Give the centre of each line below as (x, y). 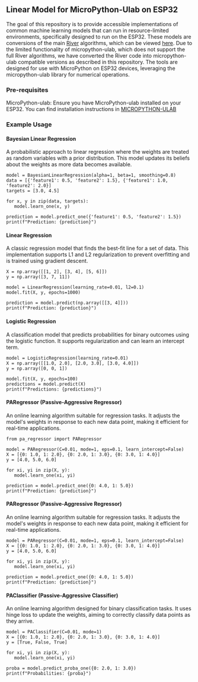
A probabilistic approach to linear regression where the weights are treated (98, 152)
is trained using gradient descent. (47, 261)
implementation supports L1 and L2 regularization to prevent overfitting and (98, 255)
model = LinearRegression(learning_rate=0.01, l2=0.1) (75, 287)
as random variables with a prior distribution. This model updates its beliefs (98, 158)
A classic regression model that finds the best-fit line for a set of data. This (98, 248)
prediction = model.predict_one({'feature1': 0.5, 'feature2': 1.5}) (94, 217)
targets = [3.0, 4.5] (33, 191)
